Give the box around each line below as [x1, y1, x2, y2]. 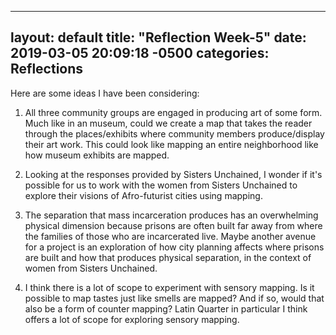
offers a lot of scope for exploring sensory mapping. [24, 313, 240, 325]
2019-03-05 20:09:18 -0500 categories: [10, 45, 270, 62]
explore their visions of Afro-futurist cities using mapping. [24, 189, 263, 201]
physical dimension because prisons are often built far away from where [24, 219, 323, 231]
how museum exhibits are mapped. [24, 149, 170, 161]
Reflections [10, 61, 84, 78]
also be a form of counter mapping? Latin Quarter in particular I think [24, 302, 308, 315]
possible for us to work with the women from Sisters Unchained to [24, 179, 298, 191]
